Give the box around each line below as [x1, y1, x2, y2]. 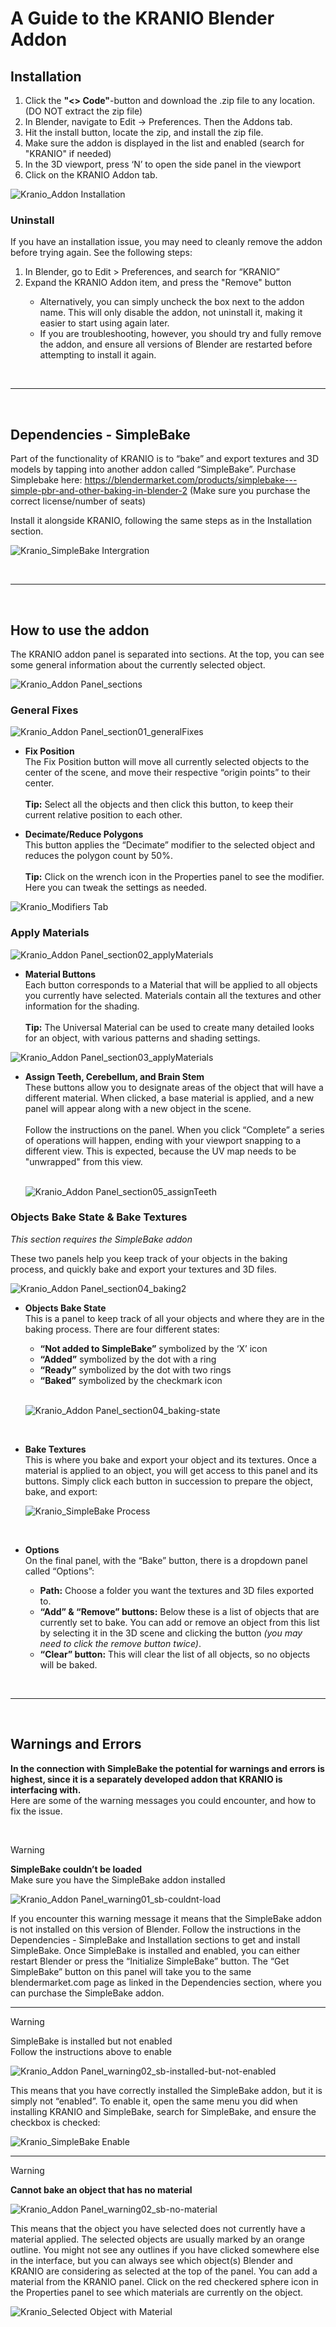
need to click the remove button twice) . [39, 1637, 202, 1649]
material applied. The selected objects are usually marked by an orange [10, 2233, 305, 2245]
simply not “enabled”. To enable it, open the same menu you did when [10, 2095, 298, 2107]
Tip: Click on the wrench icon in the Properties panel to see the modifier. [24, 871, 325, 883]
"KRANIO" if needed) [24, 148, 112, 159]
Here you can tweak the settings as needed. [24, 882, 208, 894]
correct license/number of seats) [10, 495, 147, 507]
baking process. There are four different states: [24, 1323, 220, 1335]
